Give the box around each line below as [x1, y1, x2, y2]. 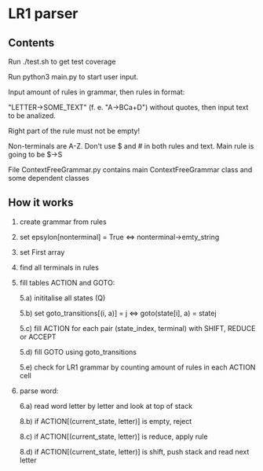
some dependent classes [8, 174, 89, 182]
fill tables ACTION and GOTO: [19, 278, 115, 287]
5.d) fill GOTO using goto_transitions [19, 347, 137, 356]
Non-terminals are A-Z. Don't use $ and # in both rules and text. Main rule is [8, 142, 254, 150]
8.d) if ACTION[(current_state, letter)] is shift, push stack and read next [19, 447, 250, 456]
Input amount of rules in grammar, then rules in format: [8, 87, 185, 97]
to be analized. [8, 111, 57, 120]
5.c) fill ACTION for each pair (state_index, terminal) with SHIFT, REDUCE [19, 323, 256, 333]
